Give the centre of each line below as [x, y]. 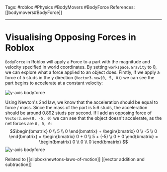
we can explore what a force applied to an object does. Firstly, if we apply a [83, 72]
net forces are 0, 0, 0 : [29, 123]
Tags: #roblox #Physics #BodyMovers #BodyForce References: [70, 7]
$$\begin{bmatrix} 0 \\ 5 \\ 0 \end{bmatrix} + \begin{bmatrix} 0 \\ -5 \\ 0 [83, 131]
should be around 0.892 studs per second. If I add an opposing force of [79, 113]
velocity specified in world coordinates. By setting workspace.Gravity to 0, [81, 67]
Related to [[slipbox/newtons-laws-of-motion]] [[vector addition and [75, 159]
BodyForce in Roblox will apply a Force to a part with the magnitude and [78, 61]
